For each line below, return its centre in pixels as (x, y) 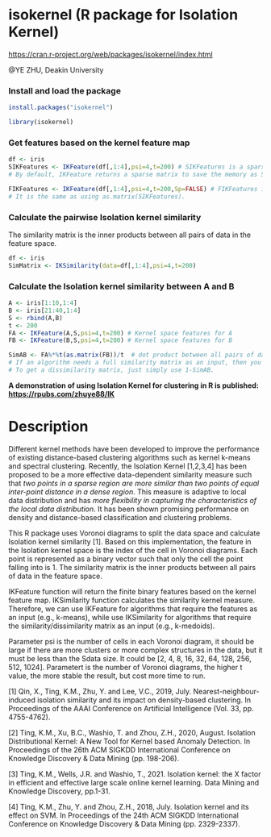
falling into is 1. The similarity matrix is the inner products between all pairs (132, 567)
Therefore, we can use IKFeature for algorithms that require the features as (133, 608)
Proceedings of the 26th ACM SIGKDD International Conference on (120, 750)
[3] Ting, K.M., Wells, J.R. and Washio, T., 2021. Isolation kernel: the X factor (135, 774)
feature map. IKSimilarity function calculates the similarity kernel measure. (132, 600)
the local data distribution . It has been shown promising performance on (129, 509)
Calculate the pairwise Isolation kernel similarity (105, 217)
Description (48, 427)
